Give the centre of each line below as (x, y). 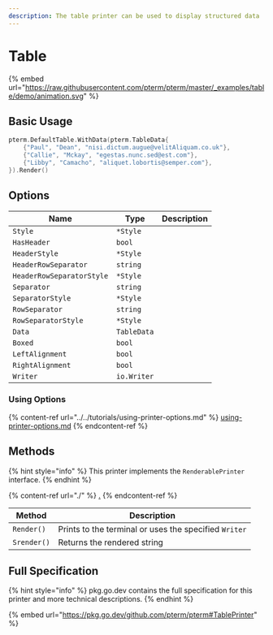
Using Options (37, 400)
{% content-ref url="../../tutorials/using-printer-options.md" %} (114, 417)
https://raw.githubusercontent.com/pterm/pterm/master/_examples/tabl (145, 87)
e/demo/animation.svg (46, 96)
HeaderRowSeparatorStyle (61, 276)
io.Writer (135, 376)
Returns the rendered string (111, 542)
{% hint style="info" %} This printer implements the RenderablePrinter (127, 471)
